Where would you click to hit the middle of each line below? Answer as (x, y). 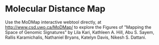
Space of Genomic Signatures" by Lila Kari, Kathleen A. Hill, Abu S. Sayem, (79, 32)
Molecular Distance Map (55, 9)
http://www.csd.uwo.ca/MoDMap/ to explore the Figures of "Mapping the (78, 27)
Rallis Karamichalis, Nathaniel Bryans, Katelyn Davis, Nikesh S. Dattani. (76, 37)
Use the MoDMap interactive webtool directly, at (53, 22)
